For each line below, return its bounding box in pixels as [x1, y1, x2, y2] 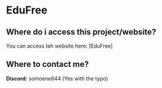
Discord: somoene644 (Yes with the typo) [6, 75, 109, 82]
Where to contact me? [6, 59, 89, 69]
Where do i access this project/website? [6, 27, 157, 37]
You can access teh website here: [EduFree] [6, 42, 113, 49]
